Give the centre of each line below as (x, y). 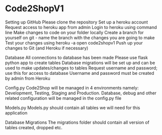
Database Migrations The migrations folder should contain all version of (77, 122)
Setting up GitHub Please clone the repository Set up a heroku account (77, 22)
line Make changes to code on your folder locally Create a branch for (74, 32)
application (16, 112)
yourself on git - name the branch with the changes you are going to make (80, 38)
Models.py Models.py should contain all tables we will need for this (73, 108)
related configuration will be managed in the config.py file (63, 98)
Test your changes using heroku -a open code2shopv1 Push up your (74, 43)
